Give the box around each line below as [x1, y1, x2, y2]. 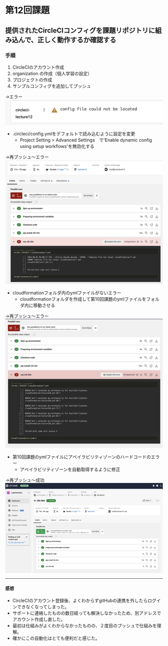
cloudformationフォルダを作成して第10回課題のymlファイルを [19, 296, 146, 302]
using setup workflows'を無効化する [19, 144, 94, 150]
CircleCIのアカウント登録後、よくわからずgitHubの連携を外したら [12, 597, 148, 603]
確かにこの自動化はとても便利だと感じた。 [12, 635, 100, 641]
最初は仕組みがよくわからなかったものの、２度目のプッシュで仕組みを [12, 622, 157, 628]
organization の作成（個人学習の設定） [12, 70, 92, 76]
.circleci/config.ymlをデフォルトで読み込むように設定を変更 [12, 131, 135, 137]
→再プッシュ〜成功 [5, 477, 45, 483]
